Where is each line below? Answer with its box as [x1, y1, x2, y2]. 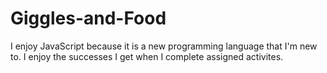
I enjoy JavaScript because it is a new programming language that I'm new [10, 40, 318, 52]
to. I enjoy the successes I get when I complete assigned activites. [10, 50, 284, 62]
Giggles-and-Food [10, 7, 167, 30]
